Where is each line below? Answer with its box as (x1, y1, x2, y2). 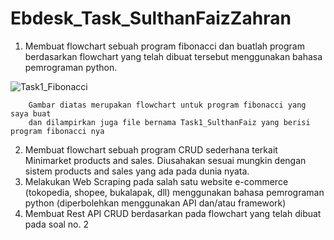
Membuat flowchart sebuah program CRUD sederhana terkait (24, 143, 278, 156)
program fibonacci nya (10, 126, 105, 136)
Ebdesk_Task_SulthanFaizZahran (10, 7, 292, 30)
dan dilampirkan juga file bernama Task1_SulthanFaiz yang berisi (28, 117, 311, 127)
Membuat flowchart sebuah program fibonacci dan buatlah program (24, 40, 305, 52)
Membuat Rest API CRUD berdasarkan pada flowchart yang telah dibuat (24, 207, 322, 219)
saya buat (10, 108, 52, 119)
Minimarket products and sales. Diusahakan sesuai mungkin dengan (24, 154, 307, 166)
